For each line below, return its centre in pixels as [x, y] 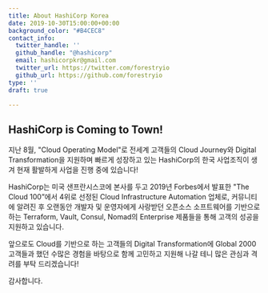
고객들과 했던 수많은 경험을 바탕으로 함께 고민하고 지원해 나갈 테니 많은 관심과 [129, 254]
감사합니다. [26, 281]
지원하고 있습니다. [36, 227]
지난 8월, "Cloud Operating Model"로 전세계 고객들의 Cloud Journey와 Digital [132, 150]
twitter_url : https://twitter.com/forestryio [93, 68]
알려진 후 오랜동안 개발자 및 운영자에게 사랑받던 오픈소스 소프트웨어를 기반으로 [138, 207]
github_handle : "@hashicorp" [64, 53]
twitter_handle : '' [48, 46]
